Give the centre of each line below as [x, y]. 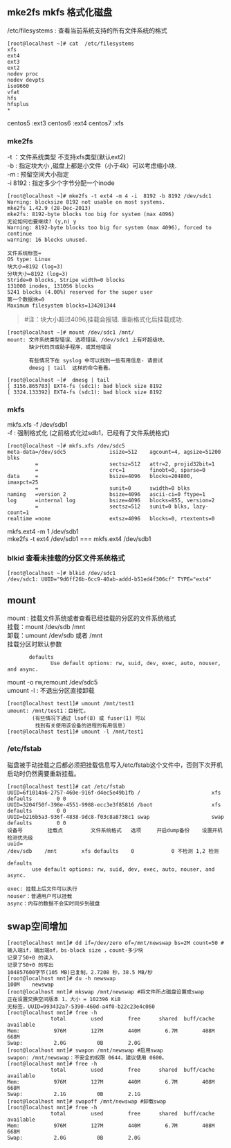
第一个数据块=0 [26, 300]
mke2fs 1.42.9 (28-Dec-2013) [49, 209]
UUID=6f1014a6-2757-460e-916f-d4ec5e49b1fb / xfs [114, 793]
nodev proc [23, 74]
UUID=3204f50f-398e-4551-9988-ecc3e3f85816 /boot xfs [114, 805]
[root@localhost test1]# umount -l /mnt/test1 [75, 732]
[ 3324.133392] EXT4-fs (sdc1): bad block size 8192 [85, 392]
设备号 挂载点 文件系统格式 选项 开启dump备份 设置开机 [115, 830]
